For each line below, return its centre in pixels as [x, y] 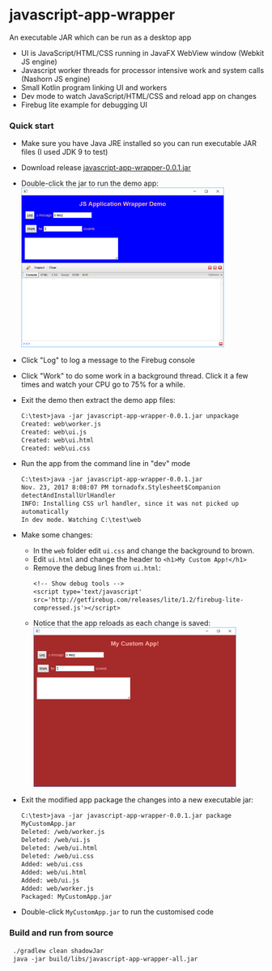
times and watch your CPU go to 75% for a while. [103, 385]
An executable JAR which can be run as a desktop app [100, 37]
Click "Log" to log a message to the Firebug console [108, 360]
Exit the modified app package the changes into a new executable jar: [137, 800]
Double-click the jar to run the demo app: [89, 183]
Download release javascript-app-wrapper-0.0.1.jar [106, 168]
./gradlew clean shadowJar [58, 951]
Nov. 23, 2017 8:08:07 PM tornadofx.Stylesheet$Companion [121, 488]
